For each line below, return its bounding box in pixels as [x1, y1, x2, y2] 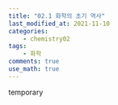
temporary [8, 87, 44, 97]
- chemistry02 [23, 34, 70, 43]
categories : [8, 27, 48, 35]
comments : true [8, 58, 60, 66]
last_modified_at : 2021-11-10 [8, 20, 111, 28]
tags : [8, 42, 27, 50]
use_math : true [8, 65, 60, 73]
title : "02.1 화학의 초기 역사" [8, 11, 106, 20]
